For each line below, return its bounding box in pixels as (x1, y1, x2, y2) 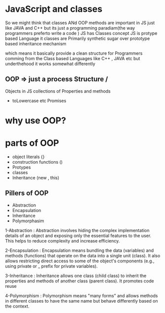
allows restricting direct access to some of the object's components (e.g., (5, 258, 155, 264)
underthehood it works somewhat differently (5, 61, 96, 67)
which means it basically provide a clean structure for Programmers (5, 50, 143, 56)
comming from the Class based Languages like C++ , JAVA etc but (5, 55, 140, 61)
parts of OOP (5, 138, 59, 149)
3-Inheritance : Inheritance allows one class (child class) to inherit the (5, 273, 147, 278)
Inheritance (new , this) (12, 174, 60, 180)
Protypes (12, 164, 31, 170)
